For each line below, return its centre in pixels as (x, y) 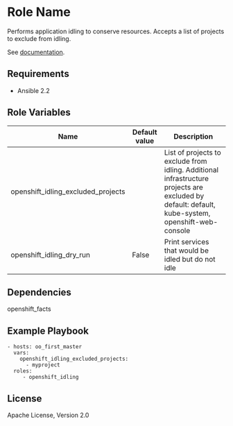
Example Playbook (48, 331)
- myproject (43, 365)
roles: (23, 371)
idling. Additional (191, 169)
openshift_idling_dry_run (50, 255)
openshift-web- (191, 221)
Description (193, 136)
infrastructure (187, 178)
